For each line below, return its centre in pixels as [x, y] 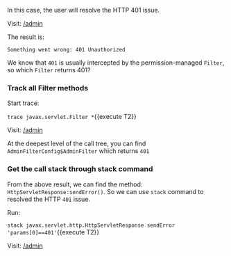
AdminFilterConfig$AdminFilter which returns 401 [78, 151]
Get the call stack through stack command [80, 169]
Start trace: [23, 103]
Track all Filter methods [48, 88]
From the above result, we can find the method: [75, 184]
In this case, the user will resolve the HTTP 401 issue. [84, 10]
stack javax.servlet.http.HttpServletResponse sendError [91, 225]
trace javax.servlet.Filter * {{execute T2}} [72, 117]
